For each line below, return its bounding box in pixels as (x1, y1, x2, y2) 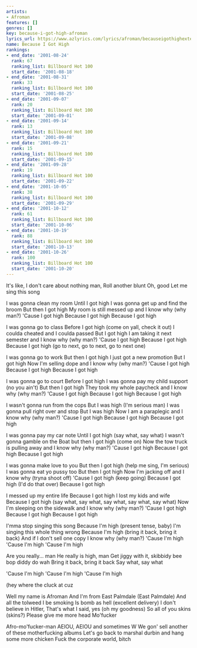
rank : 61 (11, 211, 33, 217)
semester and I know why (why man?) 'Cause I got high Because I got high (6, 336, 186, 343)
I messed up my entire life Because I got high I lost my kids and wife (6, 492, 170, 499)
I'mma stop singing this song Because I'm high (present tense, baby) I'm (6, 522, 181, 529)
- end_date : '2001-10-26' (6, 250, 69, 255)
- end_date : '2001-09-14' (6, 118, 69, 124)
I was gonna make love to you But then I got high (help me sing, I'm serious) (6, 461, 189, 468)
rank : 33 (11, 80, 33, 86)
